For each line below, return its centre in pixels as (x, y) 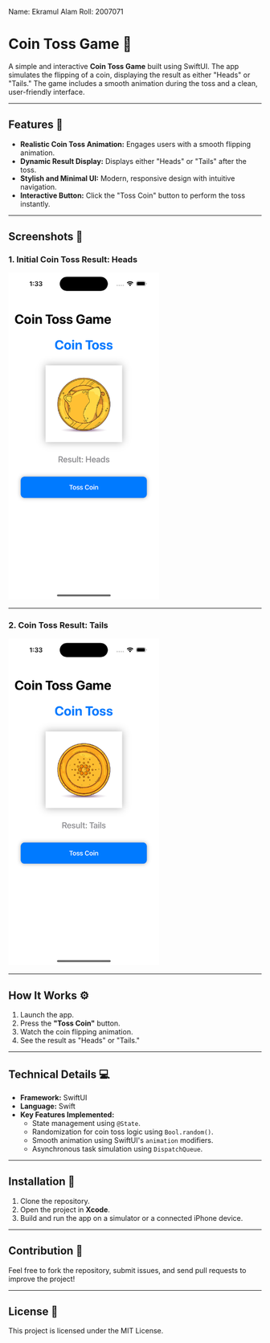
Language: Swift (48, 1106)
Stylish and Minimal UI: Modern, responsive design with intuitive (127, 178)
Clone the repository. (55, 1201)
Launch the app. (47, 1015)
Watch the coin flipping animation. (76, 1032)
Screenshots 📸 (46, 237)
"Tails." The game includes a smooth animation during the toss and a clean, (133, 83)
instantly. (35, 203)
